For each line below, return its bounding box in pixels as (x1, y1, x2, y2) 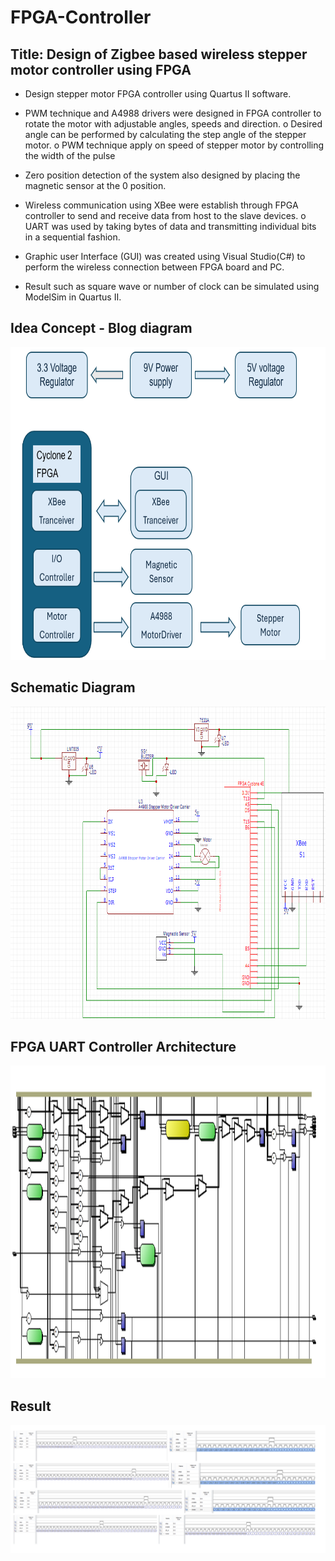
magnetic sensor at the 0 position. (24, 180, 167, 191)
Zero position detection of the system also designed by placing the (24, 169, 301, 181)
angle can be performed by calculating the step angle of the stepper (24, 129, 307, 140)
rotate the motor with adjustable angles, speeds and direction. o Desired (24, 118, 323, 130)
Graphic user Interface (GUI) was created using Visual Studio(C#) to (24, 251, 306, 262)
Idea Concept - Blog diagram (10, 320, 193, 337)
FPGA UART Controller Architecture (10, 1039, 237, 1056)
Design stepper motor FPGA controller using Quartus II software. (24, 88, 292, 100)
